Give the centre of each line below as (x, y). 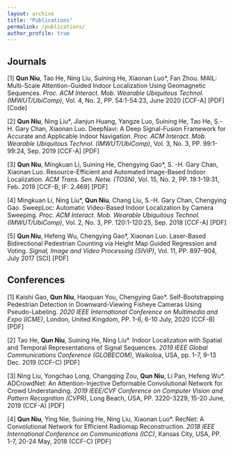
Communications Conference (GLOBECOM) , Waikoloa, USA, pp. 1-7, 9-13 (112, 355)
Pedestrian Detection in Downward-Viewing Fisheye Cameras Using (104, 304)
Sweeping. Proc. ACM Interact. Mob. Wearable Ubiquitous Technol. (104, 215)
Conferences (36, 280)
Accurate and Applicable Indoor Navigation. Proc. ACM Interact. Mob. (107, 136)
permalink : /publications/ (46, 27)
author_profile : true (39, 33)
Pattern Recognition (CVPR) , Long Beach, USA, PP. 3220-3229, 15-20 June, (116, 398)
